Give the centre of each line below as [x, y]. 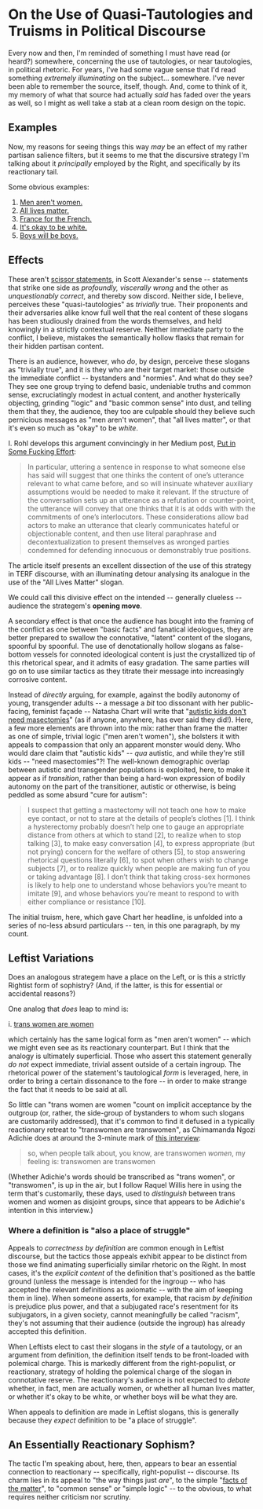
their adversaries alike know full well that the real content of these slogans [128, 313]
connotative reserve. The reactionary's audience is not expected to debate [129, 1379]
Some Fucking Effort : [42, 451]
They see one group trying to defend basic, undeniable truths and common [130, 386]
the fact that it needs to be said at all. [68, 1090]
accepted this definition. [47, 1331]
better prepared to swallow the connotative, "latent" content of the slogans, [130, 637]
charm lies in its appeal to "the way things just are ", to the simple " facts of [128, 1480]
